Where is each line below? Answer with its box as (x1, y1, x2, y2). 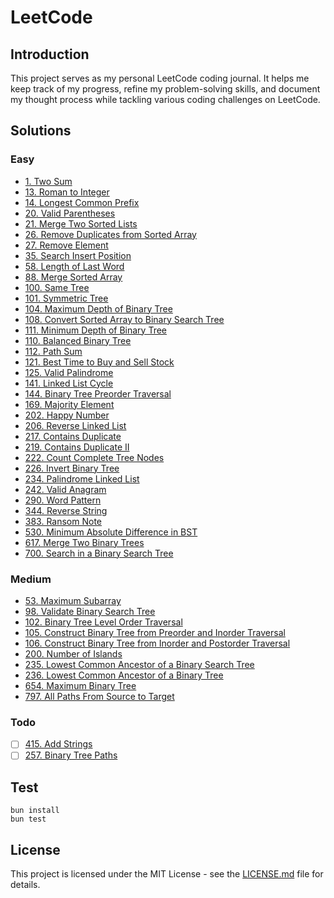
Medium (10, 572, 52, 586)
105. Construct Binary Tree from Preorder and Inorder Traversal (24, 626, 286, 638)
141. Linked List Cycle (24, 377, 114, 389)
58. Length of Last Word (24, 260, 125, 272)
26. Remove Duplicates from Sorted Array (24, 228, 197, 240)
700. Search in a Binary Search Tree (24, 547, 174, 559)
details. (10, 879, 41, 891)
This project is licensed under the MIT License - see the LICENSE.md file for (10, 868, 324, 880)
